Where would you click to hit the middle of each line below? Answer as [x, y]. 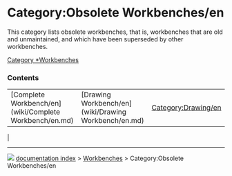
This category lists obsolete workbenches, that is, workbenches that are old [115, 32]
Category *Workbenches [43, 59]
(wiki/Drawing [104, 112]
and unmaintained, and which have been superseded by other [95, 39]
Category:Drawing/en [186, 108]
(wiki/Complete [36, 112]
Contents [23, 77]
